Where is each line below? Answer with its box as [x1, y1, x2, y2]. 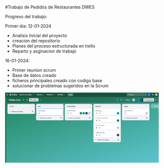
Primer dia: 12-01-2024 [5, 23, 52, 29]
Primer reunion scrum [12, 67, 56, 73]
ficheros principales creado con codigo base [12, 78, 102, 83]
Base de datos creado [12, 72, 57, 78]
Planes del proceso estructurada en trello [12, 43, 96, 48]
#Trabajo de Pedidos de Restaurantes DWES [5, 4, 95, 10]
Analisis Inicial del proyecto [12, 33, 67, 38]
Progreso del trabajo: [5, 14, 48, 19]
